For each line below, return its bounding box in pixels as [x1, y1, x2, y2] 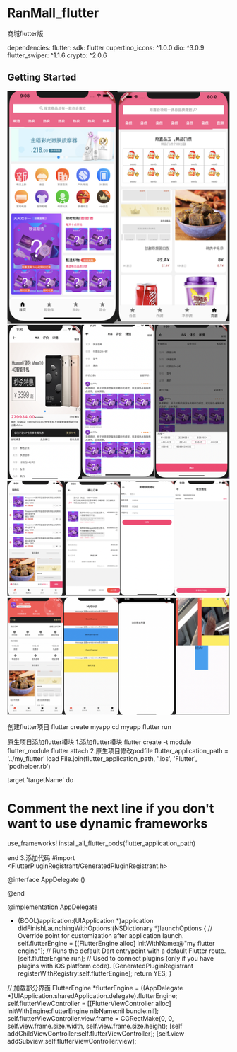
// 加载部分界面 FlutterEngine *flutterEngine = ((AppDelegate [7, 983, 183, 992]
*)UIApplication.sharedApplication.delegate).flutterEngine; [7, 991, 178, 1000]
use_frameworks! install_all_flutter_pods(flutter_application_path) [7, 839, 196, 847]
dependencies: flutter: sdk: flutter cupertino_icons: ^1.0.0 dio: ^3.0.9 [7, 43, 205, 52]
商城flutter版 [7, 29, 44, 38]
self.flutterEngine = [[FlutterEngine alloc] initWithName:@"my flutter [17, 939, 215, 947]
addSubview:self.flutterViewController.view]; [7, 1036, 137, 1045]
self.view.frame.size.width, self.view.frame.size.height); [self [7, 1022, 183, 1030]
